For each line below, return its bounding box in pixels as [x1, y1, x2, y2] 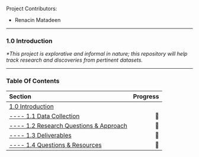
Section [9, 92, 31, 100]
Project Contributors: [6, 5, 57, 12]
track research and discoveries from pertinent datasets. [6, 56, 143, 64]
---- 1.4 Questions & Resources [9, 140, 102, 149]
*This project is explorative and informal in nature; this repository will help [6, 50, 188, 57]
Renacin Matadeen [14, 17, 61, 23]
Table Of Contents [6, 77, 60, 85]
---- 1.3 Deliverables [9, 131, 72, 139]
